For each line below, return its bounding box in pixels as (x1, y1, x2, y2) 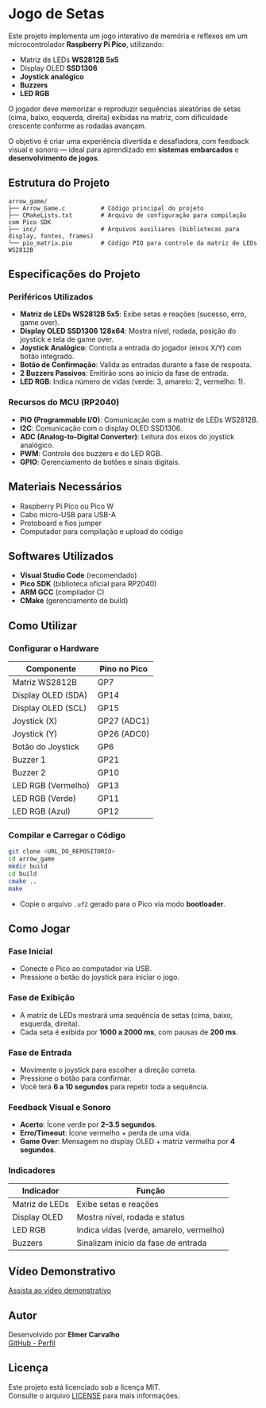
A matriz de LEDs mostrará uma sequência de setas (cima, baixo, (19, 1010, 233, 1019)
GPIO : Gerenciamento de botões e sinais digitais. (19, 457, 180, 466)
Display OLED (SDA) (12, 690, 88, 701)
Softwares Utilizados (8, 549, 114, 563)
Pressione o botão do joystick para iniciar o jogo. (19, 973, 180, 982)
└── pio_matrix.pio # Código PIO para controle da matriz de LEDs (8, 239, 258, 247)
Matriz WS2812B (12, 677, 77, 688)
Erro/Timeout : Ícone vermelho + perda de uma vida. (19, 1128, 192, 1138)
